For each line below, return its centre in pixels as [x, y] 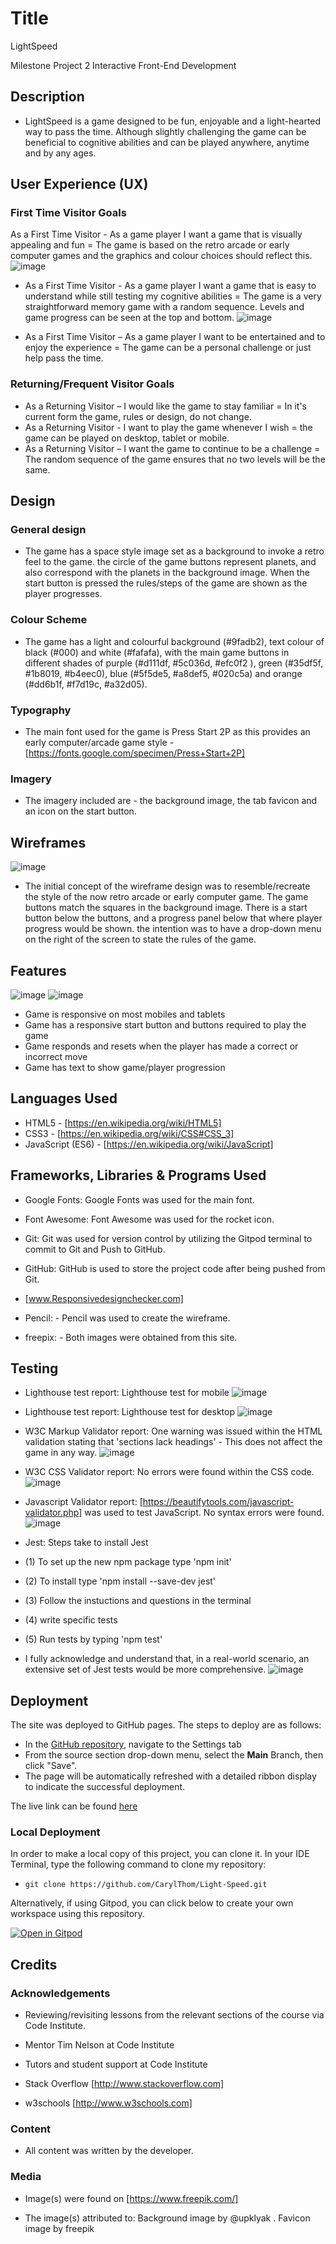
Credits [34, 1964]
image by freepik [59, 2228]
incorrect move [56, 1056]
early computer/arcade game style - [99, 743]
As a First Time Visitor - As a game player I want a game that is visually [156, 234]
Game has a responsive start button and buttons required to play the [165, 1024]
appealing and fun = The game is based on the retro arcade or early [150, 245]
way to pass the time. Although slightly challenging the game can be [165, 131]
